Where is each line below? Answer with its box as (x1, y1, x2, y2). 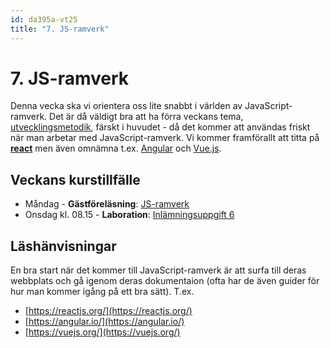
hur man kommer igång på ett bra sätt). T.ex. (10, 286, 195, 298)
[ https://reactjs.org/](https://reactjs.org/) (24, 305, 193, 317)
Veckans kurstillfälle (10, 171, 141, 188)
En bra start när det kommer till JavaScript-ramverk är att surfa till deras (10, 264, 307, 276)
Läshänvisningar (10, 237, 117, 255)
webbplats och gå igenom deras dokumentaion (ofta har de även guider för (10, 275, 320, 287)
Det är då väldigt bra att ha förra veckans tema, (49, 111, 244, 123)
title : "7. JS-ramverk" (10, 24, 110, 34)
